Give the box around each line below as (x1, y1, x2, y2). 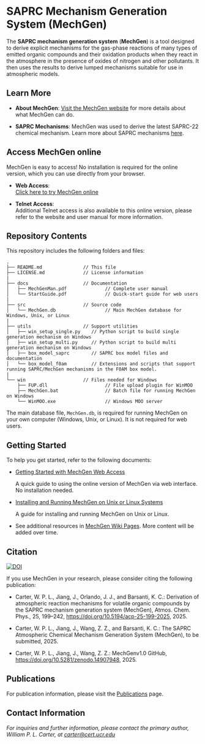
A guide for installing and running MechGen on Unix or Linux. (15, 510, 170, 518)
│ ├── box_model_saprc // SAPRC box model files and (6, 350, 168, 356)
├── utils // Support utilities (6, 323, 138, 329)
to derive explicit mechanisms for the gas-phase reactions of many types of (6, 44, 198, 52)
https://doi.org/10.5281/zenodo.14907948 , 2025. (15, 656, 137, 663)
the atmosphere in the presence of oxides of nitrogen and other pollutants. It (6, 57, 199, 64)
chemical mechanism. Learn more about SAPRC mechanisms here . (15, 129, 184, 136)
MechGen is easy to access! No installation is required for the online (6, 163, 179, 171)
